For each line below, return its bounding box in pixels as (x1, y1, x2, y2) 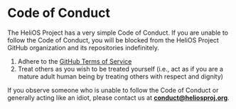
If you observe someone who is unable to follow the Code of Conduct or (7, 86, 219, 94)
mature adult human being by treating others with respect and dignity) (17, 72, 224, 81)
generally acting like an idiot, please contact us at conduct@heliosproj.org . (7, 93, 230, 102)
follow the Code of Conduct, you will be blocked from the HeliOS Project (7, 35, 219, 44)
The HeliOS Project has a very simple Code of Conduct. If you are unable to (7, 28, 229, 37)
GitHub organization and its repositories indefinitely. (7, 43, 160, 52)
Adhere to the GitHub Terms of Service (17, 57, 132, 65)
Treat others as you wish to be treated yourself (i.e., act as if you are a (17, 64, 224, 73)
